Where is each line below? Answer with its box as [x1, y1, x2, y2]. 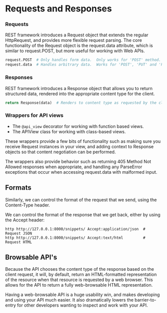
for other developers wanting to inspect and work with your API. [17, 302, 148, 309]
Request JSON [5, 231, 32, 236]
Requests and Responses [5, 3, 112, 14]
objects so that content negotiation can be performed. [5, 149, 116, 155]
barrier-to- [134, 297, 157, 303]
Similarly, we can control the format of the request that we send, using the [5, 197, 157, 203]
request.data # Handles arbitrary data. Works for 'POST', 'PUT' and [5, 62, 157, 67]
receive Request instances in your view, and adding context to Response [5, 143, 154, 149]
